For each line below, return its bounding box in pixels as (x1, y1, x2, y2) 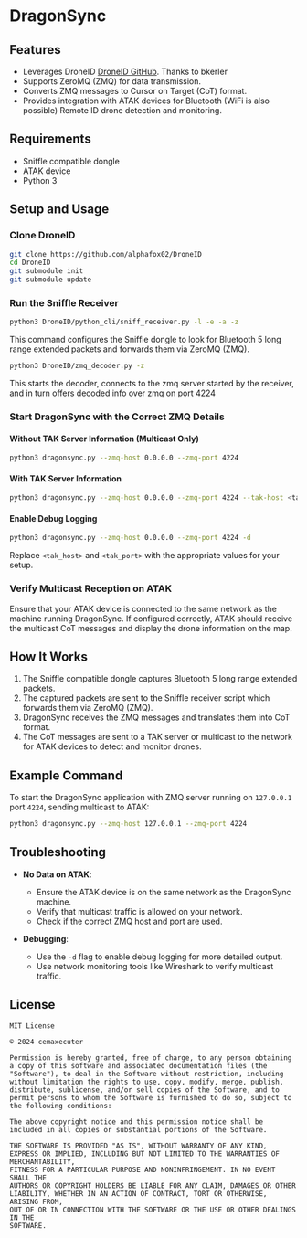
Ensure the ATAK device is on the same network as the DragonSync (36, 886, 291, 897)
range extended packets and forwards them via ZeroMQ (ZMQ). (9, 344, 249, 354)
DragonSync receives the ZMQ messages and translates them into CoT (22, 712, 291, 723)
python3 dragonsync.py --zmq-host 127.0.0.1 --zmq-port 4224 (9, 820, 248, 829)
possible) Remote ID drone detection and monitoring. (22, 105, 222, 115)
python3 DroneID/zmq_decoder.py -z (9, 362, 145, 371)
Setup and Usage (9, 202, 110, 217)
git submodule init (9, 267, 84, 276)
